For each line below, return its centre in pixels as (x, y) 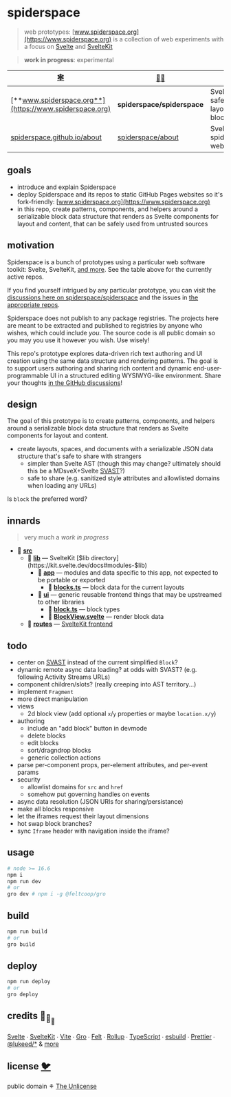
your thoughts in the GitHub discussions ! (65, 383)
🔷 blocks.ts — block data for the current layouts (116, 587)
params (28, 772)
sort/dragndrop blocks (59, 750)
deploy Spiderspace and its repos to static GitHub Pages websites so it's (120, 194)
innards (24, 521)
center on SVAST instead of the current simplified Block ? (97, 662)
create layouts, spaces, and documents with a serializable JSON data (115, 449)
